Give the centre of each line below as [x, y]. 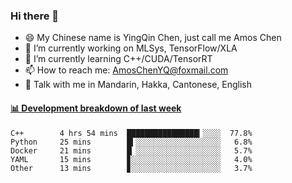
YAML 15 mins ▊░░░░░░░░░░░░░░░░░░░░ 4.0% [131, 159]
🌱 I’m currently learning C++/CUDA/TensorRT [118, 59]
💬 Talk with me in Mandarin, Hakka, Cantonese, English [138, 85]
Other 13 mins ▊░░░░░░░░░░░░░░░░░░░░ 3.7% [131, 168]
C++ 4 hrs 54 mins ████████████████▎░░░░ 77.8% [131, 133]
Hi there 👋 [35, 16]
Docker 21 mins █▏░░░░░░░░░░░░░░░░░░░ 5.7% [131, 150]
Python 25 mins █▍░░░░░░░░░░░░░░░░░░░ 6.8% [131, 142]
